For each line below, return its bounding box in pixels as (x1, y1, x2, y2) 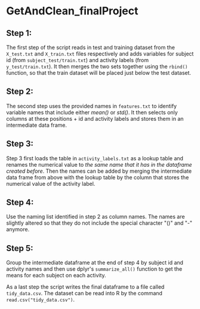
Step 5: (6, 243, 34, 253)
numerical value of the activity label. (6, 180, 96, 187)
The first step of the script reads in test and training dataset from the (6, 44, 175, 51)
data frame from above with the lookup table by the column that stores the (6, 173, 189, 180)
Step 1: (6, 28, 32, 38)
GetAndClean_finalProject (6, 4, 139, 18)
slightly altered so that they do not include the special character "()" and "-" (6, 219, 193, 227)
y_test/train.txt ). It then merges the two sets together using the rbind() (6, 63, 188, 70)
